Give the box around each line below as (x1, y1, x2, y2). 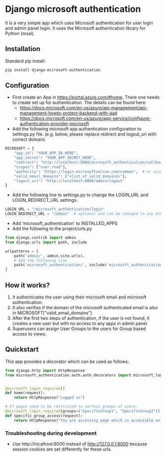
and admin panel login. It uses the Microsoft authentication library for (5, 25, 146, 31)
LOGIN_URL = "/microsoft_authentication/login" (5, 207, 105, 212)
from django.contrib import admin (5, 235, 77, 240)
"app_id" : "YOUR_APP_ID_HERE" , (14, 151, 79, 156)
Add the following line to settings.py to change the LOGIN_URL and (12, 192, 149, 198)
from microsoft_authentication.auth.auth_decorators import (5, 373, 132, 378)
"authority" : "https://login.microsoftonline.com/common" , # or (14, 169, 152, 174)
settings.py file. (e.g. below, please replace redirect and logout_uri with (12, 131, 157, 137)
